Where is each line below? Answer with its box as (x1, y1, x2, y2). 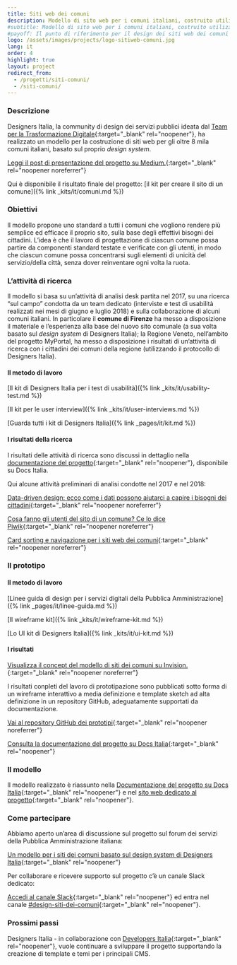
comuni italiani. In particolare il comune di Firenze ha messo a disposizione (7, 315, 226, 323)
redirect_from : (7, 69, 52, 76)
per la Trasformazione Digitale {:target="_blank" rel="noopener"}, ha (7, 129, 206, 138)
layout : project (7, 63, 55, 70)
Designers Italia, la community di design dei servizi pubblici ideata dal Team (7, 122, 228, 131)
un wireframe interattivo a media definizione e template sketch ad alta (7, 689, 210, 698)
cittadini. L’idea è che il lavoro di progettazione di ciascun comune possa (7, 235, 219, 244)
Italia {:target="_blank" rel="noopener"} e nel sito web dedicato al (7, 788, 197, 797)
